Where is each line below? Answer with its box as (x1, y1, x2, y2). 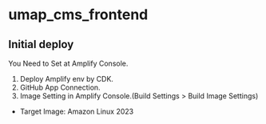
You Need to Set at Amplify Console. (8, 58, 129, 68)
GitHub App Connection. (19, 82, 101, 92)
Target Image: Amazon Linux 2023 (19, 106, 134, 116)
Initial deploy (8, 38, 74, 51)
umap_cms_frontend (8, 6, 149, 24)
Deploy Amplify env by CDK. (19, 74, 114, 83)
